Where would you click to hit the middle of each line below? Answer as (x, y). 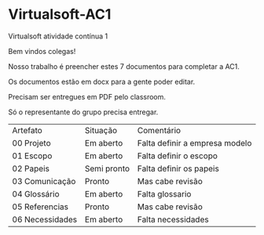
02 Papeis (31, 168)
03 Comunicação (44, 181)
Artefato (27, 130)
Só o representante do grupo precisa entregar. (83, 112)
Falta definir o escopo (178, 156)
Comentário (159, 130)
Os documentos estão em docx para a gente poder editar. (102, 81)
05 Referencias (40, 207)
